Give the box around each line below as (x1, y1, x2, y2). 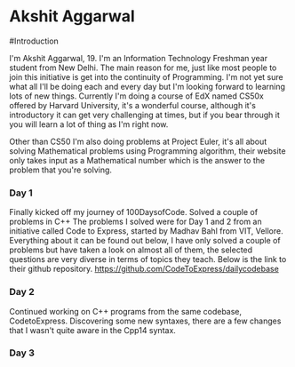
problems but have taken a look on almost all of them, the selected (9, 244, 253, 255)
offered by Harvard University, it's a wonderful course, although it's (9, 100, 256, 110)
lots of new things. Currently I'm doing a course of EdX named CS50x (9, 91, 265, 101)
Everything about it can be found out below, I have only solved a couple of (9, 235, 282, 246)
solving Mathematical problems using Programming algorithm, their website (9, 145, 286, 156)
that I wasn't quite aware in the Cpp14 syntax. (9, 324, 176, 335)
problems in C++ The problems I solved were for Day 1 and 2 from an (9, 216, 262, 227)
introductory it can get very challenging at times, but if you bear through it (9, 109, 280, 120)
